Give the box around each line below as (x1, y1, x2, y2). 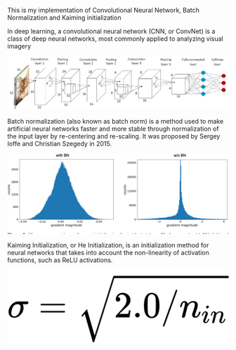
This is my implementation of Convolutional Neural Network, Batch (7, 6, 200, 14)
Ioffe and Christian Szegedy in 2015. (7, 139, 112, 148)
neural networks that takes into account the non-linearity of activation (7, 248, 209, 257)
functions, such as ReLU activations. (7, 256, 113, 264)
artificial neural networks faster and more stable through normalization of (7, 124, 219, 133)
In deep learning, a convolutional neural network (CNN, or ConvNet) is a (7, 27, 216, 35)
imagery (7, 42, 32, 50)
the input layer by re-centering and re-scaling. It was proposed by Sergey (7, 131, 221, 140)
